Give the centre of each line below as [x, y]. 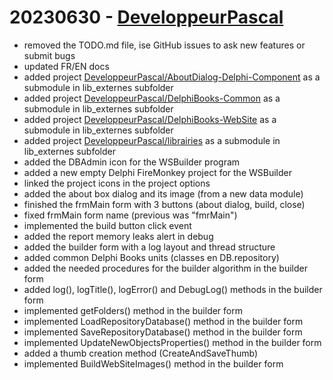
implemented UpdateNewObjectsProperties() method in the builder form [172, 342]
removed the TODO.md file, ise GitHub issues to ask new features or [164, 45]
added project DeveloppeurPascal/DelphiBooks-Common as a [152, 98]
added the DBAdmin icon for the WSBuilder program [132, 162]
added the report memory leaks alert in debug [118, 236]
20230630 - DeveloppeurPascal [146, 17]
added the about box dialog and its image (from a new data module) [163, 193]
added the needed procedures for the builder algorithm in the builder [166, 268]
